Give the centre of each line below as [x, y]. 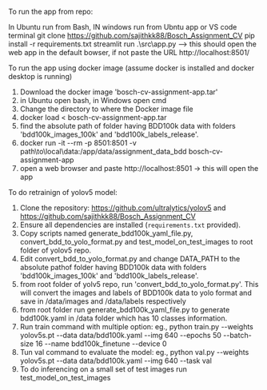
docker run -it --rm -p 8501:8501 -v [78, 143]
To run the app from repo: [51, 12]
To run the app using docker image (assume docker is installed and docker [131, 68]
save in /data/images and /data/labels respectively [103, 301]
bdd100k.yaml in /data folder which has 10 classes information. [124, 318]
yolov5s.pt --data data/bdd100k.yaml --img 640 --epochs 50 [121, 335]
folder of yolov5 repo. [56, 250]
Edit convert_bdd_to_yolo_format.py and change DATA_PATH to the [130, 259]
